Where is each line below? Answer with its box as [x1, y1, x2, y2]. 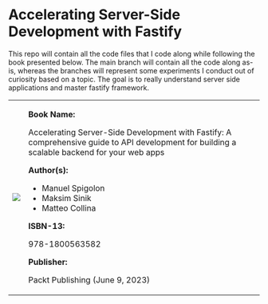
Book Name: [28, 109, 76, 120]
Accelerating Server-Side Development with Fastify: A [28, 126, 232, 137]
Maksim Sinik [41, 192, 92, 203]
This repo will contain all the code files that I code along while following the [8, 49, 255, 58]
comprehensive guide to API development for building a [28, 136, 237, 148]
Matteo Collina [41, 202, 97, 213]
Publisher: [28, 256, 68, 267]
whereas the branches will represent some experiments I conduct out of [17, 65, 254, 75]
